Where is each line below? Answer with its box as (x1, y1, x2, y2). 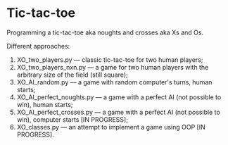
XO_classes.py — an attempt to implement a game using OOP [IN (16, 122, 205, 131)
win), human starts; (16, 100, 73, 108)
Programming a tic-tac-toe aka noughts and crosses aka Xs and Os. (6, 28, 204, 37)
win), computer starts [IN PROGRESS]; (16, 115, 128, 124)
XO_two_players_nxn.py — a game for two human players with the (16, 63, 209, 71)
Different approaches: (6, 42, 70, 50)
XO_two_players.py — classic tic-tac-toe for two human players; (16, 55, 203, 64)
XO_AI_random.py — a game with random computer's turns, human (16, 77, 213, 86)
